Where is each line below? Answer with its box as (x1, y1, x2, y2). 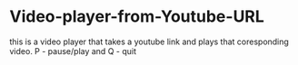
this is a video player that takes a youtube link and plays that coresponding (9, 36, 289, 47)
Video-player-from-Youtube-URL (9, 6, 265, 27)
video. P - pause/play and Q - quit (9, 45, 136, 56)
